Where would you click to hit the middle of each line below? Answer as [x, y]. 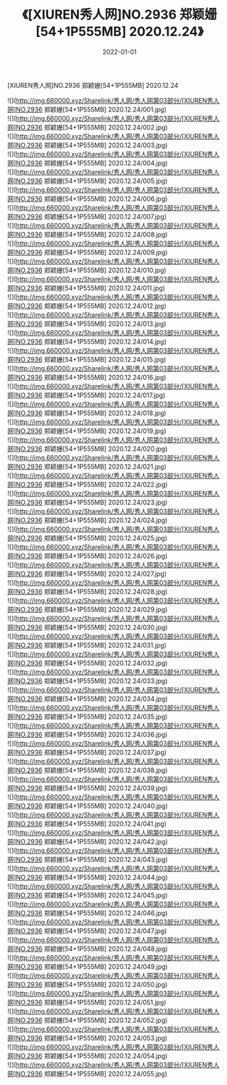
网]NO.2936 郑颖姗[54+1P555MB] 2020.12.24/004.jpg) [88, 163]
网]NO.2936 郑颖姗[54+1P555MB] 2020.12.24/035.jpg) [88, 716]
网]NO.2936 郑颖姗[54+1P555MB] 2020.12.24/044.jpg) [88, 877]
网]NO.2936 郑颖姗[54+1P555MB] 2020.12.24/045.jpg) [88, 895]
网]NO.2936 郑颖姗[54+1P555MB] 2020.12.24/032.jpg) [88, 663]
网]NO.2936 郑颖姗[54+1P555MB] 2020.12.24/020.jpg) [88, 449]
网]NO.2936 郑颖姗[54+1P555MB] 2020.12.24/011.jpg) [86, 288]
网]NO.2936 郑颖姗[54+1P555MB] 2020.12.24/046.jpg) [88, 913]
